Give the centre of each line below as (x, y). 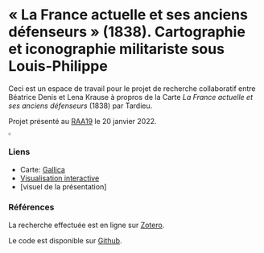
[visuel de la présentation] (63, 186)
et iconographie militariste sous (117, 49)
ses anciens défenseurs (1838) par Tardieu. (80, 106)
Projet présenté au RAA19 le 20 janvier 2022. (82, 121)
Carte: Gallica (43, 169)
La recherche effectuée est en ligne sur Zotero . (87, 225)
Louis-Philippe (58, 66)
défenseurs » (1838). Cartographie (127, 32)
